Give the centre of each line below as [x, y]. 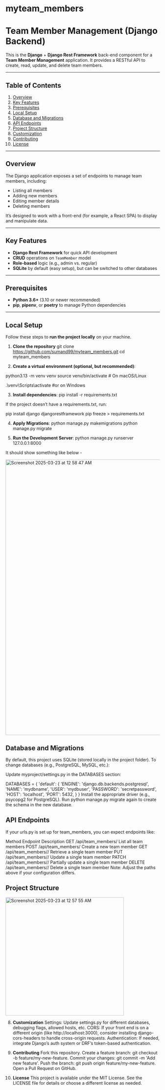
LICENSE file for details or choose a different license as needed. [77, 1083]
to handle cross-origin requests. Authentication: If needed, [100, 1038]
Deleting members [31, 206]
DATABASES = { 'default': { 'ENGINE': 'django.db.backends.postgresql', [77, 784]
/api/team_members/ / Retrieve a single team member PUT [64, 852]
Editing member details [36, 201]
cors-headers [26, 1038]
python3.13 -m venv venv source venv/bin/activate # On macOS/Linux [76, 376]
